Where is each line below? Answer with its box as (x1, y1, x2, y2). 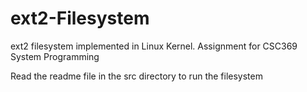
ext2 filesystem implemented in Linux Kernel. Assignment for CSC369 (10, 40, 298, 52)
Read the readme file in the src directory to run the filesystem (10, 70, 263, 82)
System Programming (10, 50, 100, 62)
